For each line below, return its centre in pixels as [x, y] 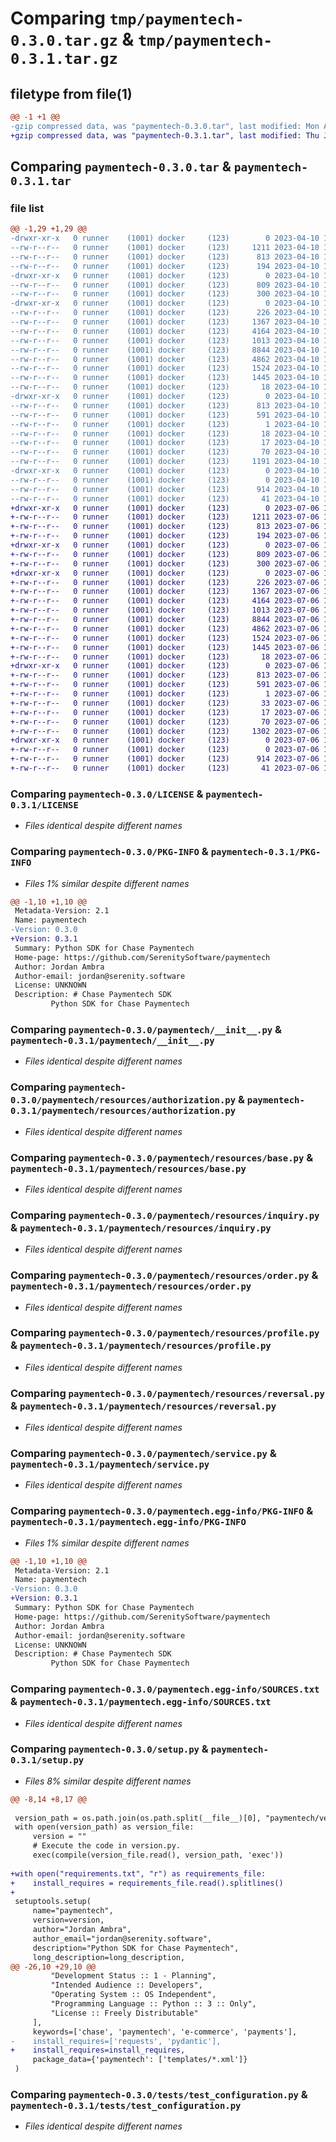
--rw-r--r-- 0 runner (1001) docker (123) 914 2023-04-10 [165, 489]
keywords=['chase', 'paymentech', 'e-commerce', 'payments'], [165, 2032]
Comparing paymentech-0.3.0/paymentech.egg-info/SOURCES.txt [165, 1689]
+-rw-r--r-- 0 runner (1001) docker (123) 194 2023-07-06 [165, 536]
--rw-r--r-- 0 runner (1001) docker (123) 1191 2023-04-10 [165, 462]
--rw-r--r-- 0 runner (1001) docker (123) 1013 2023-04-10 [165, 340]
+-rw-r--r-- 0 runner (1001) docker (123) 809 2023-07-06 [165, 554]
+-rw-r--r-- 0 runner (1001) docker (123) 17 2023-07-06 [165, 712]
